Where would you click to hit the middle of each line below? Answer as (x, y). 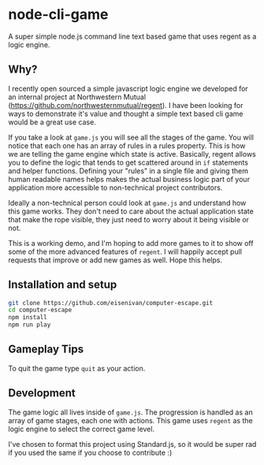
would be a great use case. (52, 122)
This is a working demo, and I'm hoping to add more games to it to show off (131, 243)
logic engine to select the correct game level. (82, 429)
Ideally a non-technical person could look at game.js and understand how (127, 203)
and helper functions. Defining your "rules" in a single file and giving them (128, 170)
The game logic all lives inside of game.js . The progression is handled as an (131, 412)
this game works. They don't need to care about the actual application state (131, 211)
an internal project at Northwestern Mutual (77, 97)
